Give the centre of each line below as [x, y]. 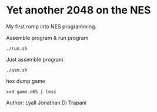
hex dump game [26, 81]
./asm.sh [17, 70]
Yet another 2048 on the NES [78, 10]
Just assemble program [35, 59]
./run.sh [17, 48]
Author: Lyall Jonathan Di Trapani [46, 103]
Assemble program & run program [47, 38]
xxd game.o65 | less [31, 91]
